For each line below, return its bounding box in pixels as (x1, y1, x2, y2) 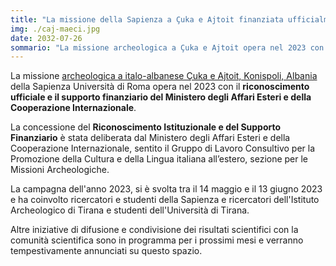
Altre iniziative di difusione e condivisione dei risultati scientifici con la (10, 224, 299, 236)
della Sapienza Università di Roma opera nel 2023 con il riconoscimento (10, 81, 310, 93)
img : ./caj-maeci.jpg (10, 24, 101, 34)
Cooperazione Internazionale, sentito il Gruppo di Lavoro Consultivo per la (10, 142, 316, 155)
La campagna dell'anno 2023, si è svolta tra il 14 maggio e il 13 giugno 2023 (10, 183, 323, 195)
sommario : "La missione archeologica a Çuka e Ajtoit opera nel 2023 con (10, 42, 325, 53)
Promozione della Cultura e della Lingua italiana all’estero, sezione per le (10, 153, 309, 165)
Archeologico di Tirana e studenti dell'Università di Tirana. (10, 204, 250, 216)
